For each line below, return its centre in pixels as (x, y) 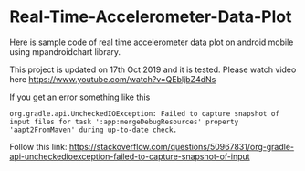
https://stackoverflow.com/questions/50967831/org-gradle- (182, 146)
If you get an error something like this (80, 97)
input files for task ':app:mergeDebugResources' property (124, 122)
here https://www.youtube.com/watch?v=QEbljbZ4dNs (113, 79)
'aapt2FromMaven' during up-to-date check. (94, 130)
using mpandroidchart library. (65, 51)
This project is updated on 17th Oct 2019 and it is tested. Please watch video (153, 69)
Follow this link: (38, 146)
